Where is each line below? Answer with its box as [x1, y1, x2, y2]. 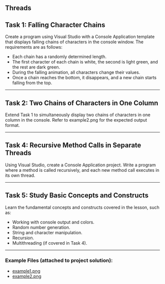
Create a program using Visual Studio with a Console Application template [5, 34, 155, 40]
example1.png [12, 268, 41, 274]
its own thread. [5, 172, 35, 178]
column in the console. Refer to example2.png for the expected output [5, 117, 147, 123]
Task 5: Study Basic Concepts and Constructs [5, 191, 149, 200]
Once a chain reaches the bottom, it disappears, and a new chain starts [12, 75, 157, 81]
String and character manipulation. [12, 229, 82, 235]
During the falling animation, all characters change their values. [12, 69, 140, 75]
